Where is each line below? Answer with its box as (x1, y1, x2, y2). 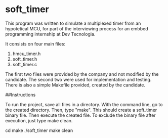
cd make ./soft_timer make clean (5, 127, 73, 133)
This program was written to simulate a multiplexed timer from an (5, 20, 141, 26)
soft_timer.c (12, 61, 37, 67)
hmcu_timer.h (12, 51, 41, 57)
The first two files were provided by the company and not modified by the (5, 71, 159, 77)
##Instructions (5, 91, 36, 98)
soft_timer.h (12, 56, 37, 62)
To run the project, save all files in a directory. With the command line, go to (5, 101, 163, 107)
